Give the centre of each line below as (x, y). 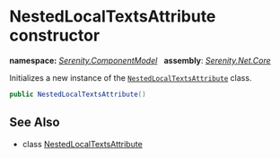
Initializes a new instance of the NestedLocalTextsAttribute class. (131, 77)
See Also (35, 123)
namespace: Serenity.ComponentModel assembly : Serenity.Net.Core (140, 60)
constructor (55, 35)
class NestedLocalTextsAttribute (83, 144)
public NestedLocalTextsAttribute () (78, 94)
